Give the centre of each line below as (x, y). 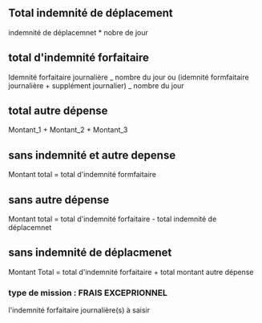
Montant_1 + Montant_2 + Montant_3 (68, 130)
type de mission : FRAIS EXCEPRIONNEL (88, 293)
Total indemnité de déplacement (91, 13)
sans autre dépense (59, 200)
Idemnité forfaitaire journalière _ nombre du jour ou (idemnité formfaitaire (129, 77)
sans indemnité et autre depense (92, 155)
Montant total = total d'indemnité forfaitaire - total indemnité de (113, 219)
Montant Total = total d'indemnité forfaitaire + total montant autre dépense (131, 272)
